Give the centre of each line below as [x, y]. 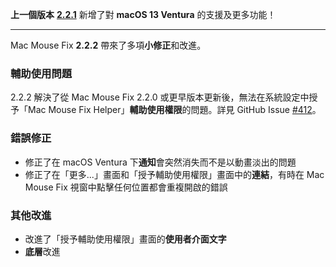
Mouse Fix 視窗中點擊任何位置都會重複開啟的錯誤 [126, 187]
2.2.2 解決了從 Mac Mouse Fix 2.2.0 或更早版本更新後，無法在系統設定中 [160, 97]
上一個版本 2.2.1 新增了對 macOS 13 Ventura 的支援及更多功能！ [143, 14]
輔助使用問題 [41, 73]
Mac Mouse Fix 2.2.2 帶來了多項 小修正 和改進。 [108, 45]
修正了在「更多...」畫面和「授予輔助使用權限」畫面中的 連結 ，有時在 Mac [174, 174]
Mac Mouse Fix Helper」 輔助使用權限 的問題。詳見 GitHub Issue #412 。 [174, 110]
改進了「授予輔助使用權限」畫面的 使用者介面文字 [125, 239]
